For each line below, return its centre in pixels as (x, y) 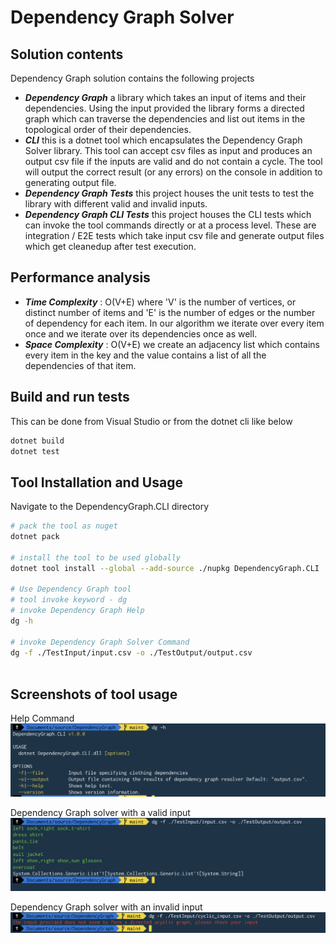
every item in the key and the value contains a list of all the (145, 355)
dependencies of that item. (80, 365)
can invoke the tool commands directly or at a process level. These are (170, 225)
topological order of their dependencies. (108, 129)
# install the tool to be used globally (96, 557)
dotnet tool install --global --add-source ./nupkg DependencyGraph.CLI (165, 568)
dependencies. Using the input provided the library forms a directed (164, 108)
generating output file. (70, 182)
